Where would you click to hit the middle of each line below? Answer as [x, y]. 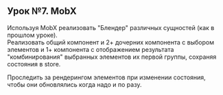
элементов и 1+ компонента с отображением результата [91, 49]
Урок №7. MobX [42, 11]
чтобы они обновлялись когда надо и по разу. [74, 84]
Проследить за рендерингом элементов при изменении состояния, [106, 77]
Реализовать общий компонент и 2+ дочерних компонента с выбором [111, 42]
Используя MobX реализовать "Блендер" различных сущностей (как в [111, 27]
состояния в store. [34, 64]
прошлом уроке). [33, 35]
